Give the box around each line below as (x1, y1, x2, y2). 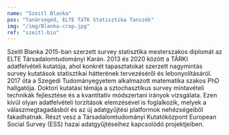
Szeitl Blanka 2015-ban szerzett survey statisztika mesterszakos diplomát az (7, 48, 223, 56)
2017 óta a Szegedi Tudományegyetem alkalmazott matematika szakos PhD (7, 76, 220, 85)
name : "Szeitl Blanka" (7, 10, 72, 17)
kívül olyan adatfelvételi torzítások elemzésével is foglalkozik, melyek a (7, 98, 207, 106)
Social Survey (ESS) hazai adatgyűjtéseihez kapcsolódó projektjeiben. (7, 120, 204, 128)
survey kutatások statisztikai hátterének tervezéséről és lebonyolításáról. (7, 70, 212, 78)
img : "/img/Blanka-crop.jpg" (7, 22, 90, 29)
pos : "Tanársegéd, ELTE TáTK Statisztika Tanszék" (7, 16, 154, 23)
